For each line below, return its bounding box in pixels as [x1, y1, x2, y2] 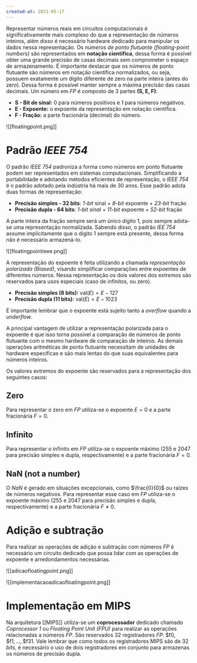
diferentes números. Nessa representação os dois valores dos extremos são [6, 271, 192, 278]
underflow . [6, 313, 32, 320]
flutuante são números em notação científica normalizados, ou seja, [6, 68, 171, 76]
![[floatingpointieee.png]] [6, 247, 67, 254]
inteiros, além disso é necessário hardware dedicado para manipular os [6, 37, 180, 44]
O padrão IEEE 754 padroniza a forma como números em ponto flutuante [6, 163, 183, 170]
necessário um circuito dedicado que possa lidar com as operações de [6, 549, 179, 556]
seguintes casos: [6, 373, 48, 380]
